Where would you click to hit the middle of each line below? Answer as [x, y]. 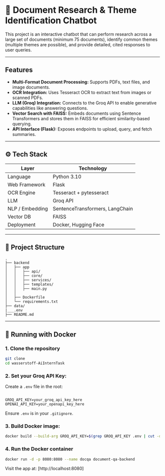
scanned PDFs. [27, 98]
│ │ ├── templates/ [29, 285]
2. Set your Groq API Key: [36, 375]
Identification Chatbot [51, 20]
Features [19, 70]
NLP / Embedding [28, 208]
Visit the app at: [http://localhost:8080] [44, 469]
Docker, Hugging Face [79, 225]
